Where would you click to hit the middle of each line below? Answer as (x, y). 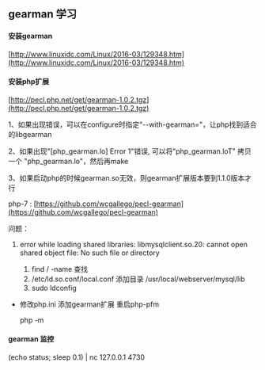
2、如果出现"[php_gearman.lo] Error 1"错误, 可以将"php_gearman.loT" (122, 151)
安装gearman (30, 36)
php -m (32, 320)
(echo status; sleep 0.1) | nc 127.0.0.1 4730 (76, 357)
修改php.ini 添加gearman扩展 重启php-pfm (89, 304)
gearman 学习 (43, 14)
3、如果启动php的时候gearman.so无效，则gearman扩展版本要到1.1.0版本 (127, 177)
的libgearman (30, 134)
